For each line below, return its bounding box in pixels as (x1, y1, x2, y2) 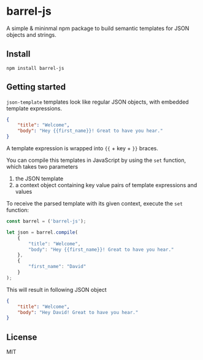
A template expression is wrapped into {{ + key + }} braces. (6, 145, 158, 152)
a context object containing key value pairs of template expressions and (15, 182, 197, 189)
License (6, 332, 37, 342)
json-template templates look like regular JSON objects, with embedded (6, 98, 189, 105)
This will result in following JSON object (6, 286, 107, 293)
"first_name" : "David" (28, 264, 86, 270)
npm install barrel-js (6, 65, 64, 71)
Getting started (6, 82, 66, 93)
